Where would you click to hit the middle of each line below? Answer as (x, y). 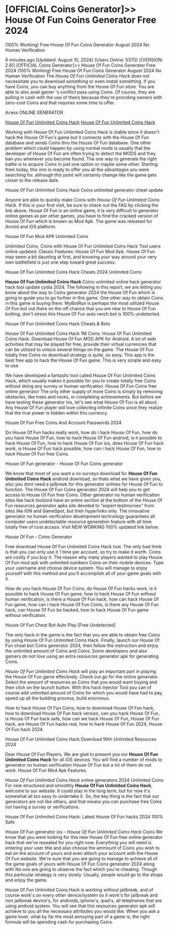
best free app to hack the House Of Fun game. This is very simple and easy (83, 360)
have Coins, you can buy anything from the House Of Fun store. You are (80, 86)
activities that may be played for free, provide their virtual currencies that (81, 344)
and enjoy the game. (26, 880)
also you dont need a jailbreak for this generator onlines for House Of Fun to (84, 484)
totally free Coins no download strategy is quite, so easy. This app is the (80, 355)
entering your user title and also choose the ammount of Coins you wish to (82, 848)
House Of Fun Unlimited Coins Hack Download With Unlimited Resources (81, 739)
